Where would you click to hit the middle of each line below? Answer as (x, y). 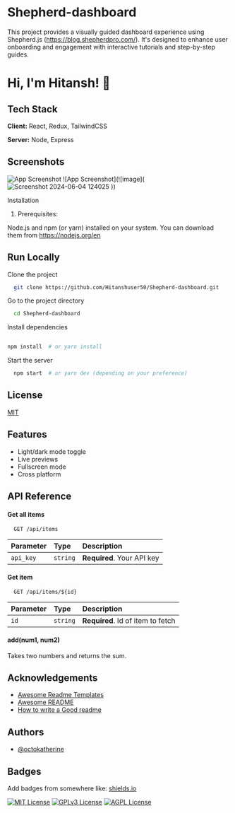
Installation (23, 200)
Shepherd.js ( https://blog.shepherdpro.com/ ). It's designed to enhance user (117, 39)
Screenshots (36, 162)
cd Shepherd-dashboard (47, 314)
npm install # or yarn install (55, 347)
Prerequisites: (38, 214)
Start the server (30, 361)
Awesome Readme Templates (61, 695)
